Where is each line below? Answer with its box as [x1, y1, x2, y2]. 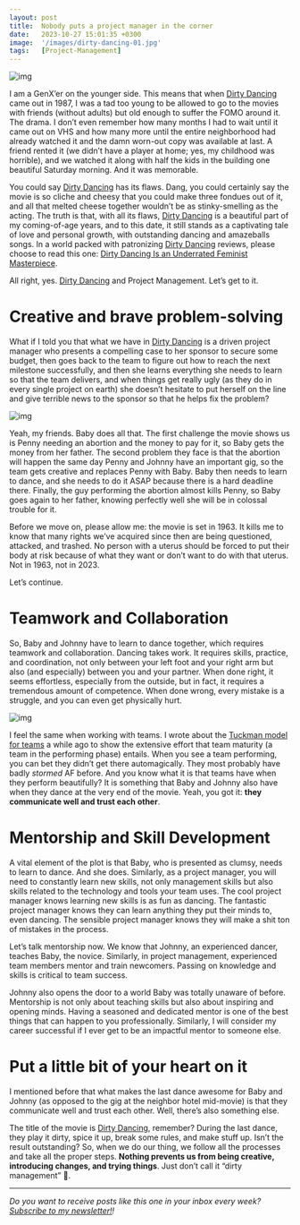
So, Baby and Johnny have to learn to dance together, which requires [9, 638, 264, 648]
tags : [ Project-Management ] [9, 47, 122, 56]
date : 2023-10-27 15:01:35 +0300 [9, 30, 142, 39]
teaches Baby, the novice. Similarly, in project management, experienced [9, 950, 278, 961]
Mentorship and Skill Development [9, 827, 271, 848]
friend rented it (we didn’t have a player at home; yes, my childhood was [9, 145, 275, 157]
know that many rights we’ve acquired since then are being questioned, [9, 531, 272, 542]
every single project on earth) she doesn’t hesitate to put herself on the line [9, 384, 287, 395]
